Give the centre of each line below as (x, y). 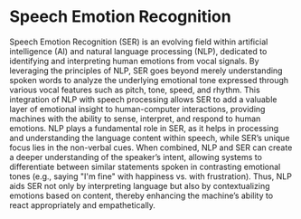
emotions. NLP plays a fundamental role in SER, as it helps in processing (144, 128)
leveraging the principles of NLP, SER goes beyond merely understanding (146, 71)
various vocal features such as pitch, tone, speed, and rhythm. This (135, 90)
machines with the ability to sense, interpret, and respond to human (135, 119)
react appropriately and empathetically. (83, 205)
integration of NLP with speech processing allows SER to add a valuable (143, 99)
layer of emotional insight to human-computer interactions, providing (137, 109)
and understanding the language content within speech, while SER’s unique (150, 138)
